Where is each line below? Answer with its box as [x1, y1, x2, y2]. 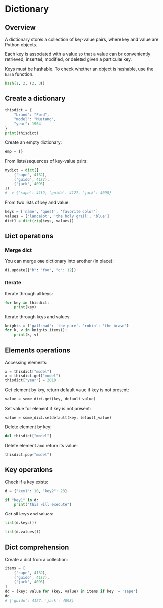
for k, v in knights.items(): [5, 328, 68, 333]
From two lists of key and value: [5, 199, 70, 206]
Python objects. [5, 42, 37, 47]
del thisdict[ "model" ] [5, 434, 52, 439]
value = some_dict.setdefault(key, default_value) [5, 415, 112, 420]
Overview [5, 23, 36, 32]
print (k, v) [14, 332, 39, 337]
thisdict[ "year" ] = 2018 [5, 378, 56, 383]
